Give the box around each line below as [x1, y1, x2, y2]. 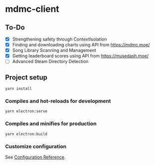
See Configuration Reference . [5, 154, 66, 160]
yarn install [5, 86, 32, 91]
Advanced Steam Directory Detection [12, 58, 89, 65]
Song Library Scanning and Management [12, 47, 97, 53]
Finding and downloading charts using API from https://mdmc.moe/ [12, 42, 150, 48]
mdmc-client [5, 3, 59, 15]
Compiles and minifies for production [5, 120, 97, 127]
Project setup [5, 73, 48, 82]
